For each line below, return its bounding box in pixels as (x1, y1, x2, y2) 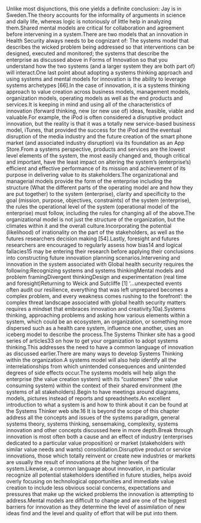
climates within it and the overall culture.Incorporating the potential (6, 222, 172, 229)
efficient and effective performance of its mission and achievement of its (6, 165, 186, 172)
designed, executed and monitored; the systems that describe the (6, 50, 169, 57)
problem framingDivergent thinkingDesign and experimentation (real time (6, 274, 187, 280)
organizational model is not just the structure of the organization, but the (6, 216, 185, 223)
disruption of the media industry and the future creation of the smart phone (6, 133, 192, 140)
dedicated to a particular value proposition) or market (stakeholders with (6, 439, 185, 447)
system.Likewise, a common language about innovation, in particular (6, 465, 176, 472)
